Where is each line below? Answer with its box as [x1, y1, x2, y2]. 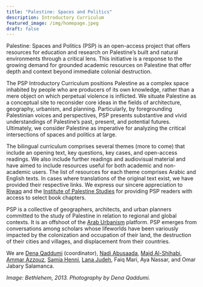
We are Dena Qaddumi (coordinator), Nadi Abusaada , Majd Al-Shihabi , [6, 250, 182, 257]
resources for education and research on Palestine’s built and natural [6, 49, 179, 56]
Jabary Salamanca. [6, 262, 55, 269]
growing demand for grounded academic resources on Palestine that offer [6, 62, 192, 69]
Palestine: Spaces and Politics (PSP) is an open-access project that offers [6, 42, 191, 50]
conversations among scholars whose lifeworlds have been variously [6, 225, 179, 233]
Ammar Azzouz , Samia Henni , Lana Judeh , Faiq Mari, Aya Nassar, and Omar [6, 256, 196, 263]
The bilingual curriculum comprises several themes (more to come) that [6, 143, 185, 150]
